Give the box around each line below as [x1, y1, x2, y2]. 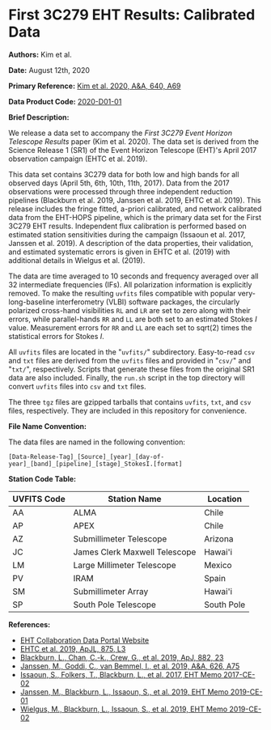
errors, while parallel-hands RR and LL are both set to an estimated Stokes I [8, 314, 257, 324]
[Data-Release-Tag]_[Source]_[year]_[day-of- [8, 452, 164, 460]
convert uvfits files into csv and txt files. [8, 381, 147, 391]
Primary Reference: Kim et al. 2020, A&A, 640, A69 [8, 81, 181, 91]
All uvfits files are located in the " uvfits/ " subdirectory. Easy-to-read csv [8, 346, 256, 357]
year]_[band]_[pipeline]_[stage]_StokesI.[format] [8, 460, 183, 468]
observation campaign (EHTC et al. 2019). [8, 154, 148, 163]
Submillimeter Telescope [73, 533, 167, 544]
